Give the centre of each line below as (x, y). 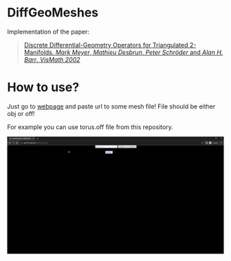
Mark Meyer (73, 52)
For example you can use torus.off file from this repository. (90, 127)
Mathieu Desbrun (118, 52)
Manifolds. (39, 52)
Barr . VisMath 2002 (52, 59)
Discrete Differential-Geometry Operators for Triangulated (106, 45)
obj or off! (21, 113)
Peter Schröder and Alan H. (184, 52)
